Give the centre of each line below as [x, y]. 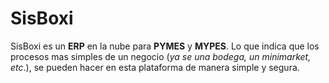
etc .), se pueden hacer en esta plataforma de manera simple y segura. [155, 67]
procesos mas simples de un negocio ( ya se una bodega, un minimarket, [161, 56]
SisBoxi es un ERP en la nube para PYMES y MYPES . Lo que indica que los [165, 46]
